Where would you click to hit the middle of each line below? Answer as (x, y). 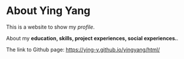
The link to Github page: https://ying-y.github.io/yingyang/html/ (83, 49)
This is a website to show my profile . (50, 27)
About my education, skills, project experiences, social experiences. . (92, 38)
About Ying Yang (48, 11)
